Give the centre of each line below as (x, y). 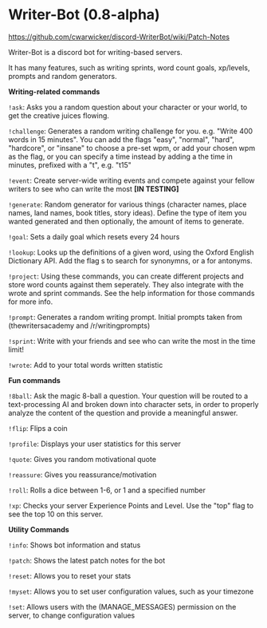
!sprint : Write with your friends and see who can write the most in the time (132, 341)
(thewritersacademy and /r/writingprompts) (79, 326)
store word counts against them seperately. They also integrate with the (126, 284)
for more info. (31, 302)
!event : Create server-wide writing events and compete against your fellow (132, 180)
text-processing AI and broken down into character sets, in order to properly (133, 404)
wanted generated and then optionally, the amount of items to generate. (126, 221)
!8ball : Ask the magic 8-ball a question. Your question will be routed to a (128, 396)
